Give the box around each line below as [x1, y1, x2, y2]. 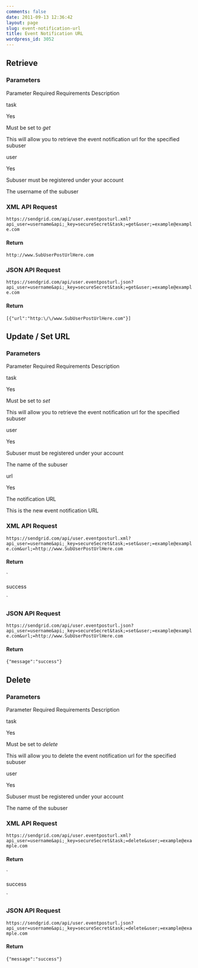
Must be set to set [6, 397, 50, 404]
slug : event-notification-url [6, 25, 81, 31]
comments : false [6, 8, 46, 15]
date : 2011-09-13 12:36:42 [6, 14, 73, 20]
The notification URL [6, 496, 56, 503]
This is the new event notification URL [6, 507, 99, 514]
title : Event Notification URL [6, 31, 84, 37]
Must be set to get [6, 124, 51, 131]
